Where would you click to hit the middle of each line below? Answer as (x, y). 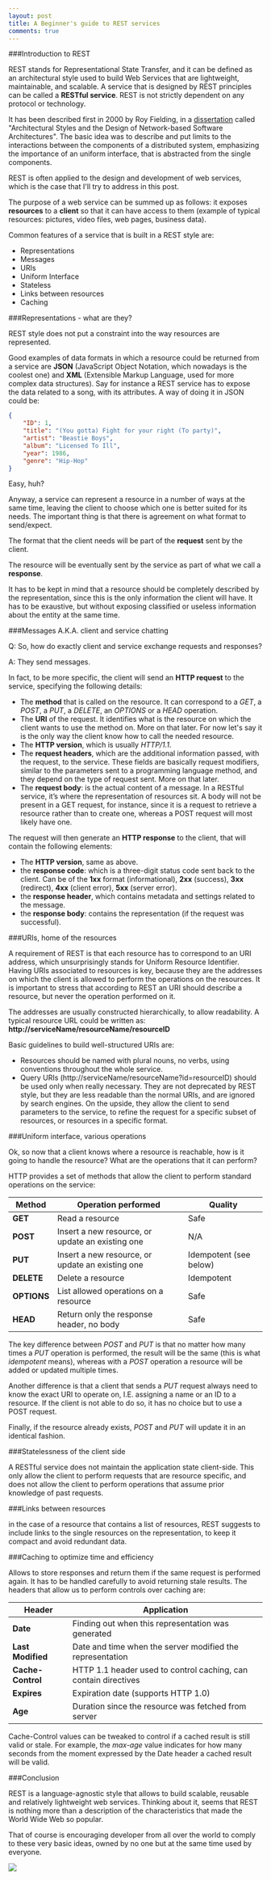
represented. (30, 342)
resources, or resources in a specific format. (94, 1121)
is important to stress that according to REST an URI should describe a (125, 988)
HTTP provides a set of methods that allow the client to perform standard (130, 1176)
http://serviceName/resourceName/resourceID (90, 1029)
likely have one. (46, 822)
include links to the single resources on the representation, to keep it (122, 1533)
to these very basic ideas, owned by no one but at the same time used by (130, 1844)
